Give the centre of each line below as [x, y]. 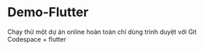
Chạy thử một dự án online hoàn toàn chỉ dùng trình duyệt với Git [102, 32]
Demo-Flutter [48, 12]
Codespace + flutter [37, 39]
